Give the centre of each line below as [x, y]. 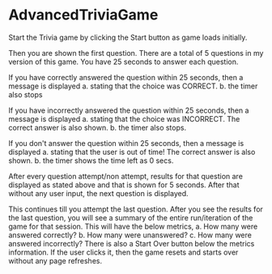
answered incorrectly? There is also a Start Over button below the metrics [132, 243]
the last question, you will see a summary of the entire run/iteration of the [131, 217]
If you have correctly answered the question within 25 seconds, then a [126, 77]
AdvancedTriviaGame [83, 15]
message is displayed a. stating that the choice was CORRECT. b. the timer [133, 86]
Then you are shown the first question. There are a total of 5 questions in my [136, 53]
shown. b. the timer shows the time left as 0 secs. [91, 161]
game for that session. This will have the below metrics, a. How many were [133, 226]
